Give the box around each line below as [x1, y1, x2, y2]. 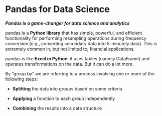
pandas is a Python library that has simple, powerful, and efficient [5, 30, 142, 36]
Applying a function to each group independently [12, 95, 115, 101]
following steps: [5, 76, 38, 82]
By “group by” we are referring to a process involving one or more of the [5, 70, 155, 76]
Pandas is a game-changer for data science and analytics [5, 20, 130, 26]
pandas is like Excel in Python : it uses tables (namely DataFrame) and [5, 55, 149, 61]
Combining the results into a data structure [12, 105, 102, 111]
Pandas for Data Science [5, 4, 110, 15]
